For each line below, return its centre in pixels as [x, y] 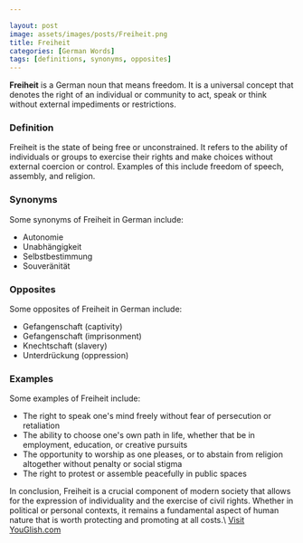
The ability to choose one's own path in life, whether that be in [139, 435]
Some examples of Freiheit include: [75, 398]
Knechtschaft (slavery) [65, 346]
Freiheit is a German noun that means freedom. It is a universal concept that [151, 85]
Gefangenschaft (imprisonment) [82, 337]
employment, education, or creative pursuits [105, 445]
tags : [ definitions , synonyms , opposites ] [90, 60]
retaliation [41, 425]
